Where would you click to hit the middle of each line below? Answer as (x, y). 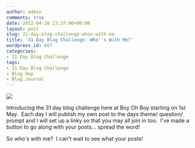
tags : (13, 62)
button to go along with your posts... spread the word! (73, 127)
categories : (21, 51)
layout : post (23, 29)
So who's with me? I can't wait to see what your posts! (75, 139)
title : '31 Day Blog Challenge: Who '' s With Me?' (70, 40)
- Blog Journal (25, 79)
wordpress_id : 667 (29, 46)
